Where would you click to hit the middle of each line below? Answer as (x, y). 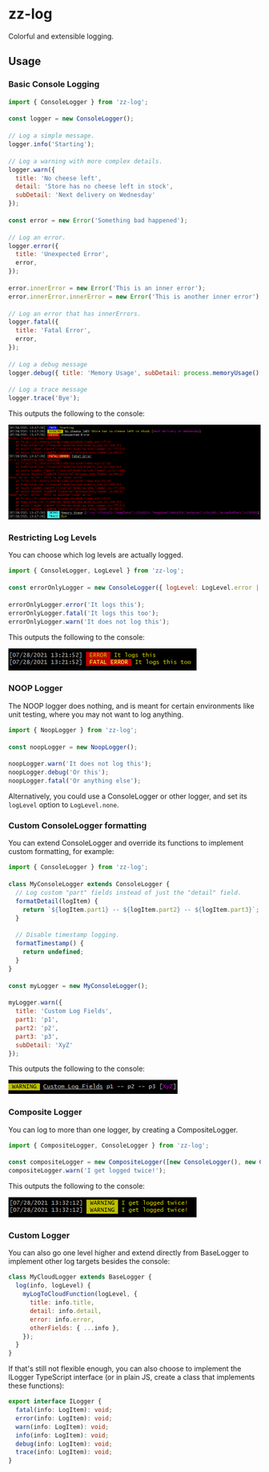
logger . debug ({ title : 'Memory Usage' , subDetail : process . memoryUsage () (134, 373)
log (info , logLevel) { (53, 1286)
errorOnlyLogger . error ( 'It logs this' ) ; (77, 604)
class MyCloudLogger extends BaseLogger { (80, 1277)
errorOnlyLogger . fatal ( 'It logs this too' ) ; (84, 613)
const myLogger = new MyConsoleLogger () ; (78, 986)
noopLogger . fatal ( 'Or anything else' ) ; (75, 781)
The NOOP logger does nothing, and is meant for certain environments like (131, 706)
